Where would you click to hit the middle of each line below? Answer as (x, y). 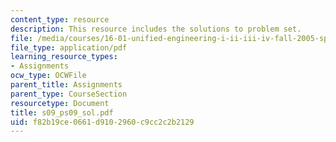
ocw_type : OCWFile (48, 76)
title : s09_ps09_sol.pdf (62, 112)
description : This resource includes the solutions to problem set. (156, 29)
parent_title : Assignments (66, 85)
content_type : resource (60, 19)
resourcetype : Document (60, 103)
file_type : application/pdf (69, 47)
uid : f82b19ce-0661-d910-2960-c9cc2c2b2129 (102, 122)
